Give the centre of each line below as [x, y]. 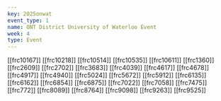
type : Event [25, 40]
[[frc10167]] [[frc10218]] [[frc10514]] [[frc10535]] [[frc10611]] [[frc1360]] [111, 60]
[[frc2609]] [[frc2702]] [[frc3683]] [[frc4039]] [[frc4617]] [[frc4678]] [108, 68]
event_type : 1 [28, 20]
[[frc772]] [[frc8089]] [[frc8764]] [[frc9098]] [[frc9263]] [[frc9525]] [107, 90]
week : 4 [19, 34]
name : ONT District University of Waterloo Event [82, 27]
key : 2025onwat [30, 14]
